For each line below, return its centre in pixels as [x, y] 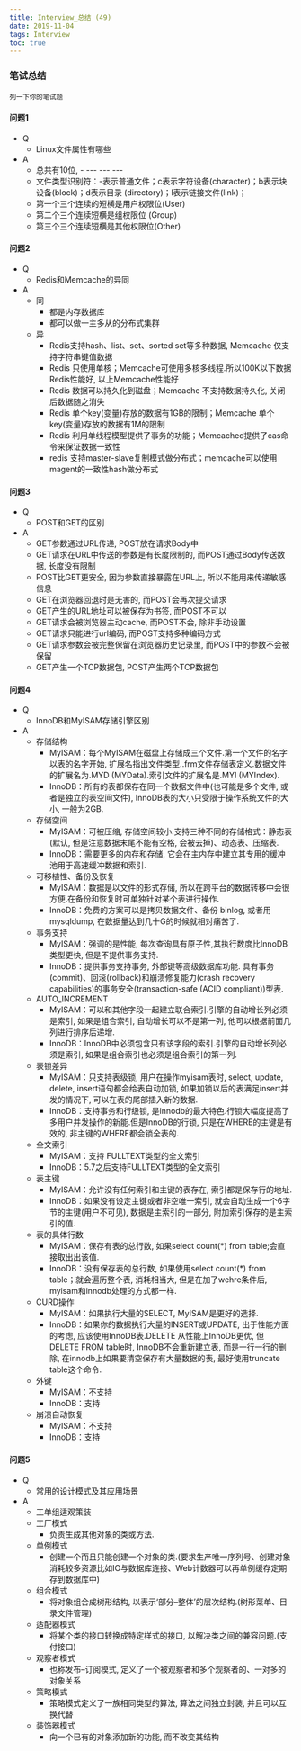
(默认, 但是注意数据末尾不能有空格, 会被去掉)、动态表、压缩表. [164, 843]
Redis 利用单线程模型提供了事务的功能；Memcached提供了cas [165, 435]
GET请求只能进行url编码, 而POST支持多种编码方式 [128, 633]
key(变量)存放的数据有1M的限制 [107, 424]
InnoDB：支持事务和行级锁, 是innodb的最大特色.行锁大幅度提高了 [169, 1111]
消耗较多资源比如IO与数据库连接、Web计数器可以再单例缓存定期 [168, 1567]
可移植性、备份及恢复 [75, 876]
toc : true [28, 43]
